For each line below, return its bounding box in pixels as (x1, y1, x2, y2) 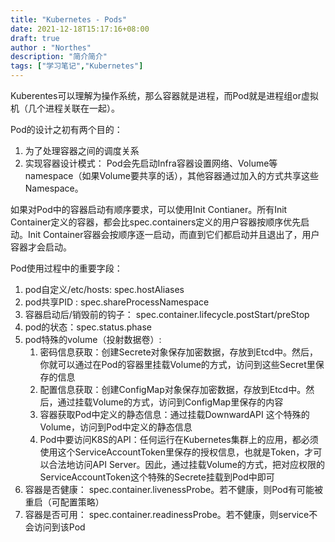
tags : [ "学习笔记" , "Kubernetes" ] (10, 61, 144, 71)
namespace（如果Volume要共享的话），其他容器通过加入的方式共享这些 (24, 170, 319, 181)
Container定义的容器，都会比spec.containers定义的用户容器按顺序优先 (10, 216, 302, 228)
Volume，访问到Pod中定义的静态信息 (39, 421, 193, 433)
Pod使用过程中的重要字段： (10, 262, 123, 274)
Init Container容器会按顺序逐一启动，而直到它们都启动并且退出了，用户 (27, 229, 320, 240)
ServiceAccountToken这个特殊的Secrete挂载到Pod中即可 (39, 471, 275, 483)
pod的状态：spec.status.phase (24, 321, 152, 333)
